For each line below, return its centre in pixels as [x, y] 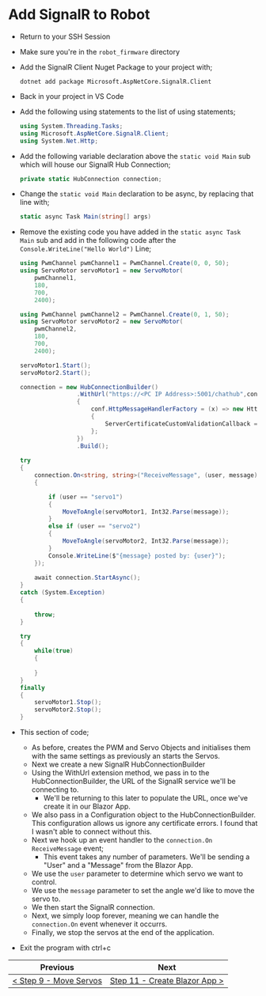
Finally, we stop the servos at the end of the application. [123, 933]
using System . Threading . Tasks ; [71, 126]
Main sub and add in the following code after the [98, 240]
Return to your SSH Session [65, 36]
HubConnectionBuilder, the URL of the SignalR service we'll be [133, 782]
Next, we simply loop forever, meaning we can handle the [125, 916]
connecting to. [55, 790]
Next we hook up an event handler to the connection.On [122, 840]
